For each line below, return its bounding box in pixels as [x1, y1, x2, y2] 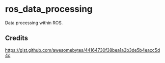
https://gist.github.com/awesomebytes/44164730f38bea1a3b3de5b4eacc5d [5, 47, 160, 53]
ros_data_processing [5, 3, 93, 15]
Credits [5, 34, 28, 42]
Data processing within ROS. [5, 20, 63, 26]
